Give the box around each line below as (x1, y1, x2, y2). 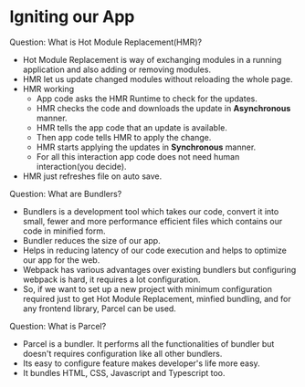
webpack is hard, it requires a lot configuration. (22, 274, 201, 285)
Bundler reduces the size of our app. (22, 235, 162, 246)
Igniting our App (9, 6, 135, 27)
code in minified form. (22, 225, 106, 236)
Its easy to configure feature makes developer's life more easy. (22, 358, 260, 369)
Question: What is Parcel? (9, 320, 107, 331)
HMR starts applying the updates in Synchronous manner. (36, 141, 257, 152)
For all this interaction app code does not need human (36, 151, 240, 162)
